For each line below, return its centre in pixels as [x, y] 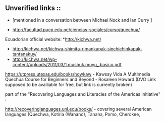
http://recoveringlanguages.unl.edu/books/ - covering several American [79, 109]
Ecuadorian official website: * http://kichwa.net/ [53, 39]
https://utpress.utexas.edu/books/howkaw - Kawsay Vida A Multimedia [78, 74]
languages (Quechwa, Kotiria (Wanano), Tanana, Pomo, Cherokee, [73, 114]
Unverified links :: [33, 8]
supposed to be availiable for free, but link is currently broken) [69, 84]
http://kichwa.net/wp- [35, 59]
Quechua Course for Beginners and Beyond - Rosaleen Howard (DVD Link [81, 79]
